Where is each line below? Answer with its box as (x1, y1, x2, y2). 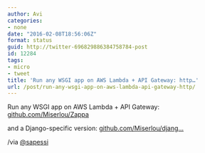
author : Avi (7, 10, 43, 18)
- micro (7, 63, 31, 70)
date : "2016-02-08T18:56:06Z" (7, 30, 98, 38)
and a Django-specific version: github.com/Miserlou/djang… (7, 124, 184, 132)
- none (7, 23, 27, 31)
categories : (7, 17, 43, 24)
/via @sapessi (7, 138, 48, 147)
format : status (7, 37, 53, 44)
